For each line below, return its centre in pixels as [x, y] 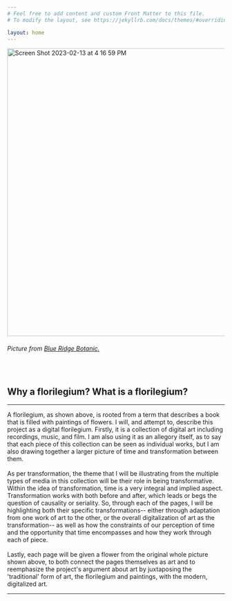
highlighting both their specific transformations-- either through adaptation [114, 510]
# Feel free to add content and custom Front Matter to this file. [106, 14]
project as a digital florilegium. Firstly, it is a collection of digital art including [115, 429]
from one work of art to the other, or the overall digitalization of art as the [111, 518]
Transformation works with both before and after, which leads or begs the [112, 496]
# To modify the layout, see [49, 20]
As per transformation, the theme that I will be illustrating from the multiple [113, 474]
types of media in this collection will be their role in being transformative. [110, 481]
